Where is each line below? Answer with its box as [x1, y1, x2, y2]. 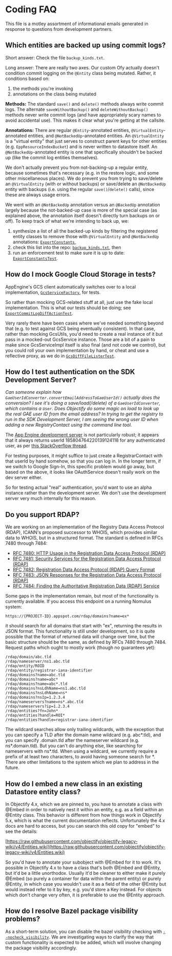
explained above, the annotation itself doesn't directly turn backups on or [5, 212, 160, 219]
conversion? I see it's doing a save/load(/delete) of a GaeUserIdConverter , [5, 400, 161, 406]
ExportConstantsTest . [12, 255, 58, 261]
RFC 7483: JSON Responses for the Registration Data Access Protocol [12, 572, 162, 578]
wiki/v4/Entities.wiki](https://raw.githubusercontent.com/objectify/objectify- [5, 844, 166, 850]
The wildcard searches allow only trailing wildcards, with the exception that [5, 726, 164, 733]
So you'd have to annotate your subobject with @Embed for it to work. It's [5, 859, 161, 865]
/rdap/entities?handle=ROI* [5, 713, 66, 718]
